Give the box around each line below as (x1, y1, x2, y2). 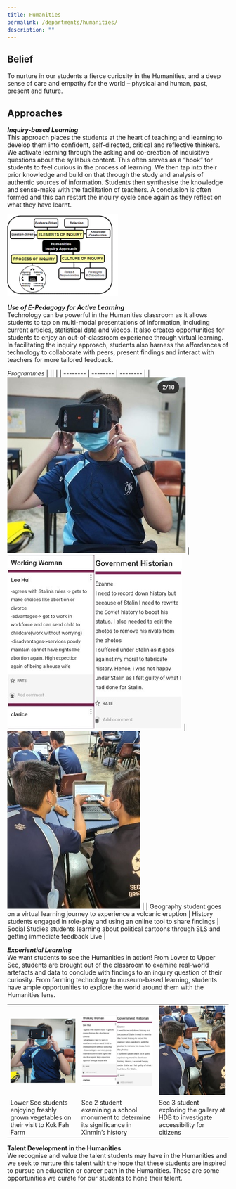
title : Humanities (7, 11, 61, 18)
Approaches (7, 107, 63, 119)
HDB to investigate (159, 1113, 213, 1121)
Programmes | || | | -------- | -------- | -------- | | (7, 369, 150, 378)
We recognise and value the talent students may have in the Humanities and (7, 1151, 227, 1159)
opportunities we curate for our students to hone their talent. (7, 1174, 183, 1182)
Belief (7, 53, 34, 65)
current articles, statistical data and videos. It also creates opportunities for (7, 326, 225, 334)
